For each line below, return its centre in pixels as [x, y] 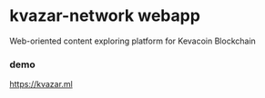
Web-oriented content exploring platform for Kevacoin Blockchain [133, 41]
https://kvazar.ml [41, 84]
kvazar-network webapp [105, 16]
